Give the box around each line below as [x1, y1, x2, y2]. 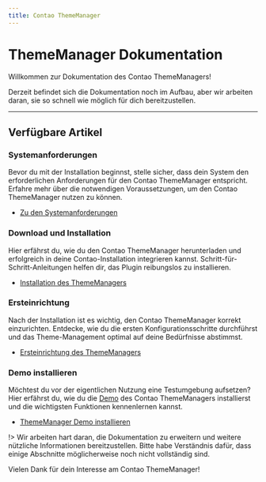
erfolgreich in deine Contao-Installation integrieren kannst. [8, 254, 199, 263]
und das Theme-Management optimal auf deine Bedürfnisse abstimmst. [8, 332, 243, 341]
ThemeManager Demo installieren [19, 417, 131, 427]
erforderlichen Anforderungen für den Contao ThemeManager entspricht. [8, 175, 248, 186]
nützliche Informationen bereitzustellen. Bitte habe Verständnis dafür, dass [8, 441, 252, 450]
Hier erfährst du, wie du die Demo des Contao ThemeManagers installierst [8, 394, 251, 403]
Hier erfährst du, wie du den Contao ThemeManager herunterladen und [8, 246, 241, 255]
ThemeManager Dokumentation [8, 45, 223, 63]
